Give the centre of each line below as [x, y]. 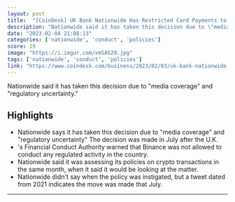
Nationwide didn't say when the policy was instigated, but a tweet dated [121, 177]
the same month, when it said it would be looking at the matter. [108, 170]
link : [15, 66]
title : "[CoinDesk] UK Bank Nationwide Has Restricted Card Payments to [117, 20]
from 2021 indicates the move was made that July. [90, 184]
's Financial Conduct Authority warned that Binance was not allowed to [120, 147]
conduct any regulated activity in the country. [83, 154]
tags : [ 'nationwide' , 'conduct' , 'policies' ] [74, 60]
